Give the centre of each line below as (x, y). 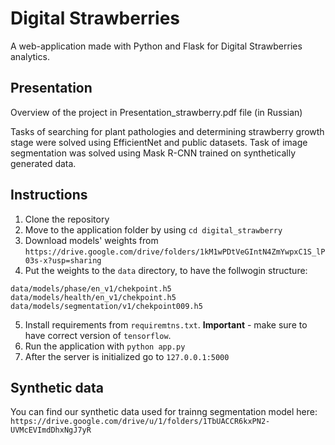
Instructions (49, 195)
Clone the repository (67, 219)
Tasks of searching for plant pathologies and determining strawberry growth (167, 131)
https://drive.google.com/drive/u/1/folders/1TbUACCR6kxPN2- (140, 422)
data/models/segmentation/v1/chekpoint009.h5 (106, 306)
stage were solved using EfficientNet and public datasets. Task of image (159, 142)
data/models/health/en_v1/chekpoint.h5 (93, 297)
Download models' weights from (91, 240)
